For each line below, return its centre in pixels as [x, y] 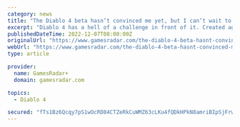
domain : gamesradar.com [49, 80]
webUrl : [19, 47]
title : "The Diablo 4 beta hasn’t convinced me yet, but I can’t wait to [120, 21]
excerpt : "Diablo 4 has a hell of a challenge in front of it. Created [116, 27]
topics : [19, 93]
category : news [30, 14]
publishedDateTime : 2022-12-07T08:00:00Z [70, 34]
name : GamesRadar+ [41, 73]
